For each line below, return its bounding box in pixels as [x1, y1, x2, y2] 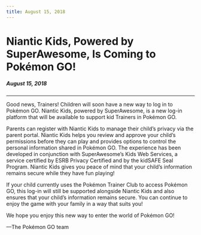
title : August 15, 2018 [6, 8, 66, 15]
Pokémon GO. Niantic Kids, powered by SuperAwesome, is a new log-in [6, 107, 182, 114]
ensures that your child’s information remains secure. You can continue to [6, 194, 188, 201]
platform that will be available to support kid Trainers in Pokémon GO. [6, 113, 177, 120]
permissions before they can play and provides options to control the [6, 138, 176, 145]
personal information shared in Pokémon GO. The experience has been [6, 144, 181, 151]
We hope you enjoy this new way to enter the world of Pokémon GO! [6, 212, 175, 219]
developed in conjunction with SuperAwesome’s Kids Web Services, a [6, 150, 178, 157]
